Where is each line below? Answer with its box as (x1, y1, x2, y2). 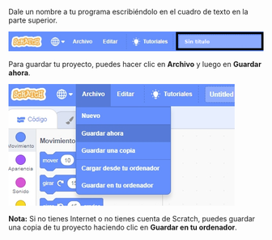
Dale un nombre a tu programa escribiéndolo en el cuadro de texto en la (8, 7, 249, 16)
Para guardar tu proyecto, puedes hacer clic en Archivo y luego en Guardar (8, 59, 261, 69)
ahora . (8, 68, 31, 78)
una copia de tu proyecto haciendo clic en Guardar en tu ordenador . (8, 222, 237, 232)
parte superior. (8, 15, 58, 25)
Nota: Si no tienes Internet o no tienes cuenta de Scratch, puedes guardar (8, 213, 256, 223)
